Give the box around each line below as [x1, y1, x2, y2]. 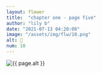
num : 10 [6, 43, 26, 49]
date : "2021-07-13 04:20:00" [6, 26, 80, 32]
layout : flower [6, 9, 45, 15]
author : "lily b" [6, 20, 50, 26]
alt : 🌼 [6, 37, 23, 43]
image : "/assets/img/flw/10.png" [6, 32, 91, 38]
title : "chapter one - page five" [6, 15, 97, 21]
